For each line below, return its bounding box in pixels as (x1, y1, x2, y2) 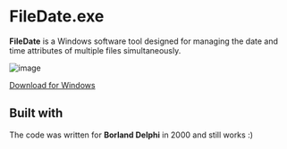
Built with (9, 105, 63, 121)
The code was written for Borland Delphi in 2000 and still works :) (9, 129, 253, 140)
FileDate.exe (9, 6, 105, 27)
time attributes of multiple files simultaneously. (9, 45, 181, 55)
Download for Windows (9, 79, 96, 90)
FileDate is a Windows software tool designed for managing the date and (9, 36, 279, 46)
